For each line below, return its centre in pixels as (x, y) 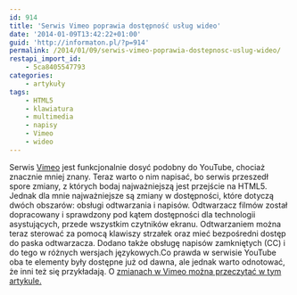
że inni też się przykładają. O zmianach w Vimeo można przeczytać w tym (145, 271)
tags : (19, 92)
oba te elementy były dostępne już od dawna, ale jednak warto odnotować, (147, 262)
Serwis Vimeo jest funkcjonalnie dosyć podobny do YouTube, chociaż (137, 167)
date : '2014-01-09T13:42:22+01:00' (75, 34)
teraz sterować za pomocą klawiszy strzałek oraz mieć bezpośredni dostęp (148, 234)
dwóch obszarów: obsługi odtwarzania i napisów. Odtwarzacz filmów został (148, 205)
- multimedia (49, 117)
